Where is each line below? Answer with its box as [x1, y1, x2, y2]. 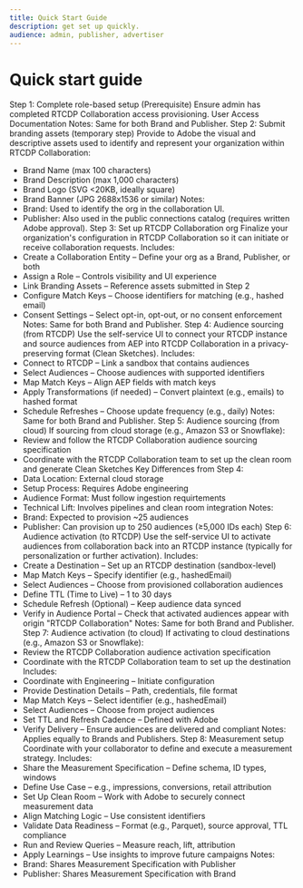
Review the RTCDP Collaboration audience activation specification [22, 647, 271, 658]
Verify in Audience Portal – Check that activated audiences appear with [22, 609, 289, 620]
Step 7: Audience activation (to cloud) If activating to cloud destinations [22, 628, 290, 639]
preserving [22, 348, 64, 359]
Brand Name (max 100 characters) [22, 165, 151, 176]
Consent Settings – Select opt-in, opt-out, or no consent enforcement [22, 309, 283, 320]
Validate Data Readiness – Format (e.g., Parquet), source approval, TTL [22, 820, 288, 831]
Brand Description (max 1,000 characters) [22, 174, 180, 186]
